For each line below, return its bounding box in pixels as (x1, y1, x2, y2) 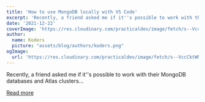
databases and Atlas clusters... (6, 77, 84, 84)
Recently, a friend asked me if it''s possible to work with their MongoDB (6, 70, 186, 78)
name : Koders (12, 37, 45, 43)
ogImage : (6, 49, 29, 55)
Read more (6, 89, 34, 96)
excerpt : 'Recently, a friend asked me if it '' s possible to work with (6, 15, 192, 21)
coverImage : (6, 25, 37, 32)
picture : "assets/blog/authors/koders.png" (12, 43, 124, 49)
